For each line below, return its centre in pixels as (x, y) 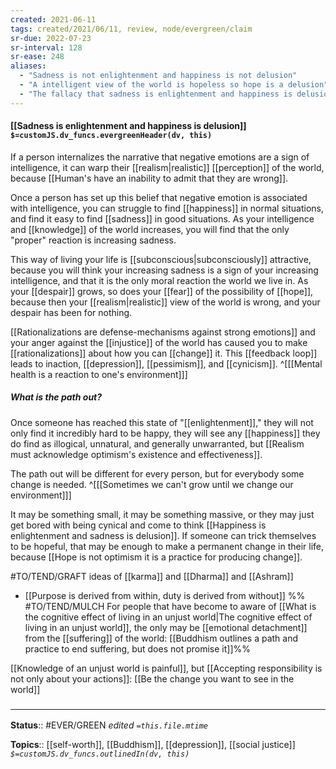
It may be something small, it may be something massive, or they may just (162, 514)
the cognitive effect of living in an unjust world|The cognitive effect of (168, 617)
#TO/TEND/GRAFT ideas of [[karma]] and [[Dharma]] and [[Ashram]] (152, 576)
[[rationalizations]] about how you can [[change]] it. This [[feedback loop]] (164, 353)
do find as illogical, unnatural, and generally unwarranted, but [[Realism (157, 443)
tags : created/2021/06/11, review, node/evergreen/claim (131, 29)
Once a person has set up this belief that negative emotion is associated (159, 197)
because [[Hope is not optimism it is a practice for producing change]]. (156, 557)
